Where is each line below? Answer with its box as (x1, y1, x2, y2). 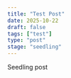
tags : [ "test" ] (7, 30, 53, 38)
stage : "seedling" (7, 43, 62, 50)
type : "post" (7, 37, 46, 44)
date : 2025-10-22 (7, 17, 59, 24)
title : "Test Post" (7, 10, 65, 18)
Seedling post (7, 63, 48, 71)
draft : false (7, 23, 46, 30)
